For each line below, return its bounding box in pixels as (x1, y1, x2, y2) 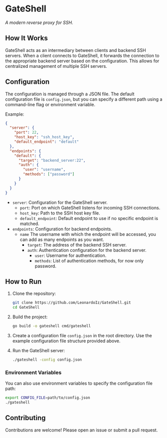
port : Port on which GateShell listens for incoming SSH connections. (19, 205, 161, 211)
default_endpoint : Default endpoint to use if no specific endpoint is (19, 215, 159, 221)
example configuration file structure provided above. (12, 338, 121, 344)
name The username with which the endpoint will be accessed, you (19, 231, 156, 237)
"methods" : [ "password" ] (23, 172, 75, 177)
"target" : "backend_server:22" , (18, 158, 86, 163)
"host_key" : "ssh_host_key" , (14, 135, 75, 140)
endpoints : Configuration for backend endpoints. (12, 225, 112, 232)
